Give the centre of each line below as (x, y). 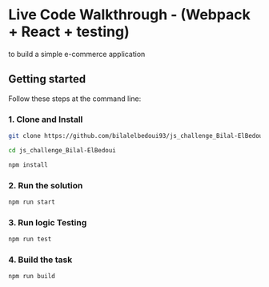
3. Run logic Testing (48, 222)
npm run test (30, 239)
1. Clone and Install (46, 119)
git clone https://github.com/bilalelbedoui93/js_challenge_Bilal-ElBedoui (137, 136)
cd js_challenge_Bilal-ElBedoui (62, 150)
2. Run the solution (46, 185)
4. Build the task (40, 260)
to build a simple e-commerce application (77, 54)
